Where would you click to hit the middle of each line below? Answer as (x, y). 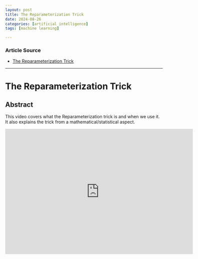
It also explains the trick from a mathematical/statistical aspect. (70, 122)
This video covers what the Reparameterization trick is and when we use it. (82, 117)
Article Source (23, 51)
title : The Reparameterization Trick (44, 15)
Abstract (19, 105)
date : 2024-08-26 (23, 19)
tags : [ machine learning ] (32, 29)
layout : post (19, 10)
